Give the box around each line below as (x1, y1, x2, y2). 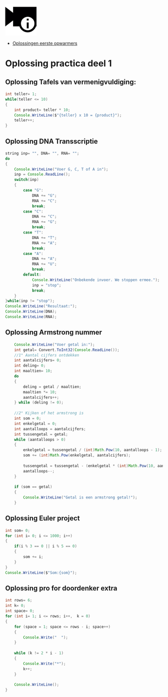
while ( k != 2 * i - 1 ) (14, 650, 64, 656)
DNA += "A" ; (31, 256, 57, 261)
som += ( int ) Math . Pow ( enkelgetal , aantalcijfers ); (23, 453, 131, 458)
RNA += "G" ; (31, 219, 57, 224)
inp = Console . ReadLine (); (14, 172, 70, 177)
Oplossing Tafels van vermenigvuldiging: (5, 77, 136, 86)
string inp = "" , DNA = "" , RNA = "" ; (5, 150, 79, 156)
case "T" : (23, 230, 43, 235)
